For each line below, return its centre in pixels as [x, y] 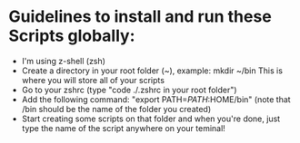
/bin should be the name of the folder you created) [116, 109]
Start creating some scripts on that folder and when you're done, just [151, 119]
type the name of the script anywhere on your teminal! [124, 128]
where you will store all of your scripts [93, 80]
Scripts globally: [72, 36]
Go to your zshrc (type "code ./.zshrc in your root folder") [129, 90]
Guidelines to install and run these [140, 17]
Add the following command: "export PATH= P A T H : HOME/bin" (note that [156, 99]
